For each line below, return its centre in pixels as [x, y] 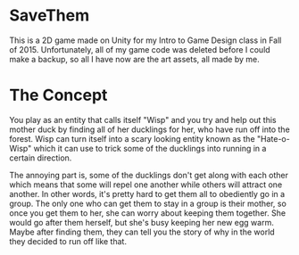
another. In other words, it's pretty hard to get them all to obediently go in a [147, 193]
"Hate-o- [273, 138]
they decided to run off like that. [68, 241]
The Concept [58, 95]
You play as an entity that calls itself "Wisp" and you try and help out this [143, 119]
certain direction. [41, 158]
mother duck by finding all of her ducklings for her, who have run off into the [149, 129]
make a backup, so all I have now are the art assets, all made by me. [135, 59]
